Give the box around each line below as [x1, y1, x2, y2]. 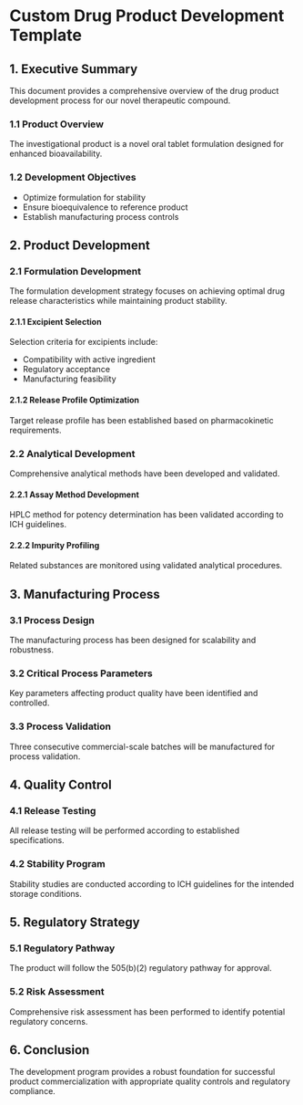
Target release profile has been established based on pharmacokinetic [9, 414, 275, 425]
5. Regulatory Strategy [9, 914, 140, 931]
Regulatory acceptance [22, 364, 111, 375]
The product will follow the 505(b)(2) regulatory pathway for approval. [9, 963, 272, 974]
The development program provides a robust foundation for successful [9, 1067, 276, 1078]
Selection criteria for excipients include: [9, 337, 158, 348]
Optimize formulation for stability [22, 192, 146, 203]
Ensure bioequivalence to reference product [22, 202, 188, 213]
